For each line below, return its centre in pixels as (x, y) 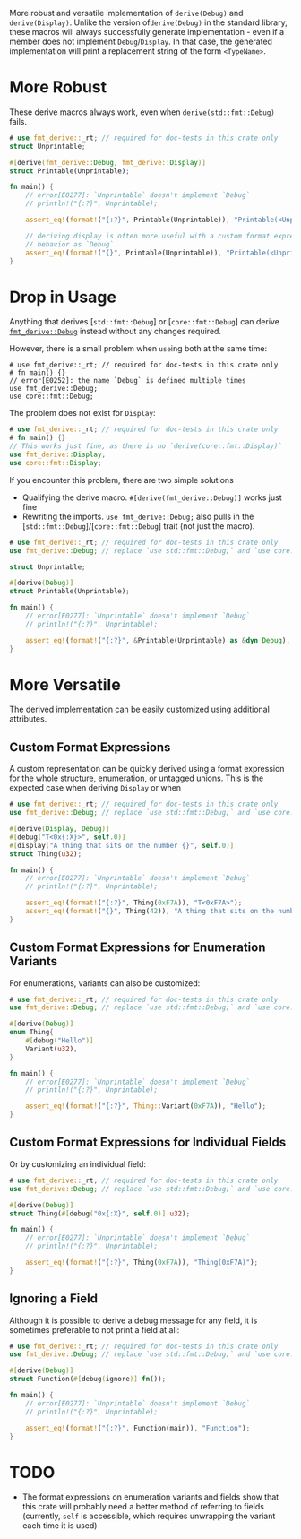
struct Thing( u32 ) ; (46, 854)
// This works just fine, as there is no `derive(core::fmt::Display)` (146, 446)
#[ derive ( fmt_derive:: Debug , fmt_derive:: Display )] (107, 162)
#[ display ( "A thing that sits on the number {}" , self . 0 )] (122, 845)
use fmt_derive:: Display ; (57, 454)
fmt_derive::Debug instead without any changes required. (116, 332)
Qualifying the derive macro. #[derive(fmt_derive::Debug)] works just (152, 497)
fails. (18, 121)
